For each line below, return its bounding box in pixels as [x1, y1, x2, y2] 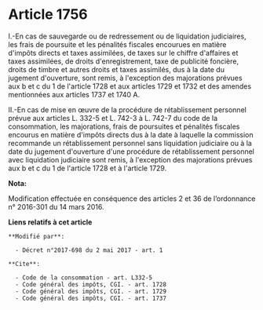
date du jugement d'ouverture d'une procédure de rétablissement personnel [8, 147, 255, 156]
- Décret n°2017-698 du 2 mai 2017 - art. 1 [15, 246, 163, 254]
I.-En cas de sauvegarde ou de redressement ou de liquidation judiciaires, [8, 31, 247, 41]
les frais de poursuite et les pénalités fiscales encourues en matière [8, 39, 227, 49]
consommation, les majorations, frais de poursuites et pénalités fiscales [8, 122, 240, 131]
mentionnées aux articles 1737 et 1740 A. [8, 89, 141, 99]
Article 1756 [8, 5, 88, 24]
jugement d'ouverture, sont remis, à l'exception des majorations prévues [8, 73, 243, 82]
